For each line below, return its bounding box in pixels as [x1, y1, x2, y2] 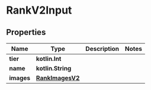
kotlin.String [36, 65, 72, 72]
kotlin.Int [36, 54, 62, 63]
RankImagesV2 [36, 74, 80, 82]
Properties [6, 27, 46, 37]
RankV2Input [6, 4, 72, 17]
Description [85, 45, 120, 53]
